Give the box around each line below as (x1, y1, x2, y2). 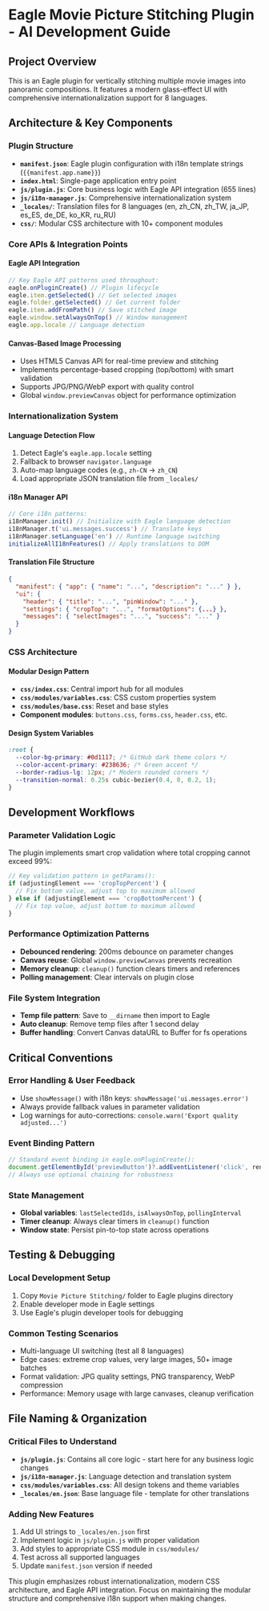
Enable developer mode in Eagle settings (19, 1299, 155, 1309)
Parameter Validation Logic (8, 829, 116, 840)
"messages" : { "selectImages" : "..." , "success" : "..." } (22, 612, 220, 620)
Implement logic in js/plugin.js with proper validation (19, 1535, 200, 1545)
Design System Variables (8, 728, 94, 738)
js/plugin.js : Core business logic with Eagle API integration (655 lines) (19, 184, 256, 194)
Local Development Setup (8, 1272, 110, 1283)
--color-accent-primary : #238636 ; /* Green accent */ (15, 761, 199, 769)
